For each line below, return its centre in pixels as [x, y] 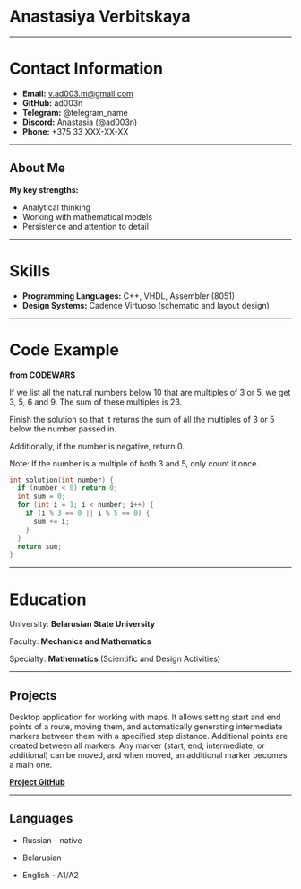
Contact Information [86, 69]
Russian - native [52, 840]
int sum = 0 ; [42, 497]
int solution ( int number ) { [62, 480]
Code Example [64, 349]
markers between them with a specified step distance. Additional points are [149, 736]
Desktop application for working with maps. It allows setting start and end [145, 717]
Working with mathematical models [87, 216]
